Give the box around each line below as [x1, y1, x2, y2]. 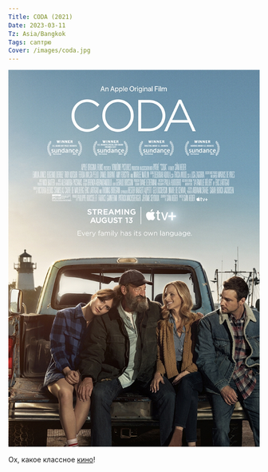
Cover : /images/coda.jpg [8, 46, 91, 55]
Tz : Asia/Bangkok [8, 30, 66, 38]
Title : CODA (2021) [8, 13, 73, 21]
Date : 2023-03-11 [8, 21, 66, 30]
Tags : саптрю [8, 38, 52, 46]
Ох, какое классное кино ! [8, 454, 96, 464]
